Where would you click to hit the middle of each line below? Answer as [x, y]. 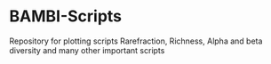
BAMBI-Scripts [66, 16]
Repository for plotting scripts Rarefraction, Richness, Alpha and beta [136, 41]
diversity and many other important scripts [87, 50]
